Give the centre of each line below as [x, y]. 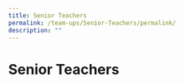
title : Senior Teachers [48, 15]
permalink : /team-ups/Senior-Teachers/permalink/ [92, 23]
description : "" [35, 30]
